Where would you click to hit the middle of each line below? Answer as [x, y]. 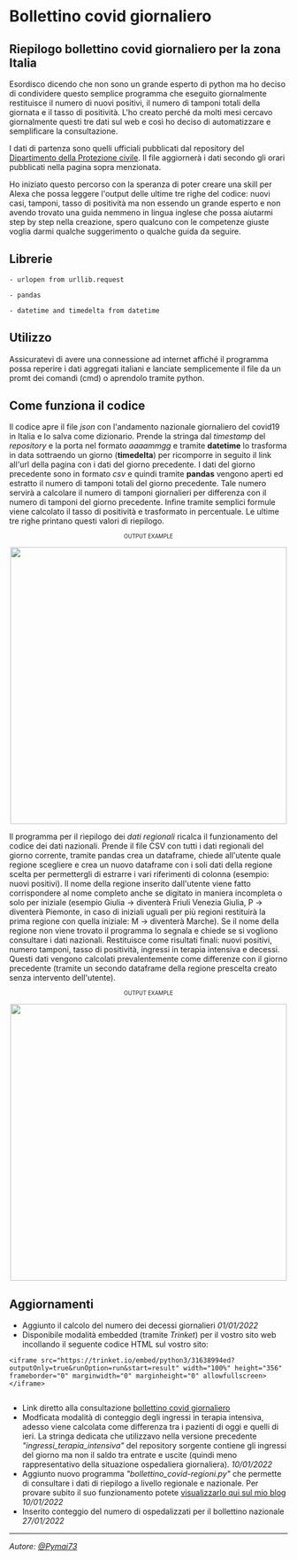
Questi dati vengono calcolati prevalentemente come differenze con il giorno [148, 959]
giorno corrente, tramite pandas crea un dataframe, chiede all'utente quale [145, 856]
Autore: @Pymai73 [43, 1547]
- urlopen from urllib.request [67, 279]
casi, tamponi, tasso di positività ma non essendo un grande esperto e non [145, 203]
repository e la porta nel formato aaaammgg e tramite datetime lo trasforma [148, 446]
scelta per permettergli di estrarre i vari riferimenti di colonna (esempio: [139, 874]
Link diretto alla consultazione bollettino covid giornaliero [126, 1408]
